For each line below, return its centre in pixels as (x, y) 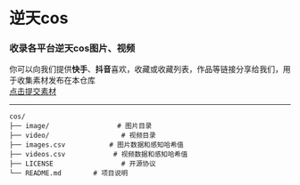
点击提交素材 (33, 92)
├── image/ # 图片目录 (81, 126)
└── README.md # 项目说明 (69, 173)
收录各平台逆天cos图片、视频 (72, 48)
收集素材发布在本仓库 (56, 80)
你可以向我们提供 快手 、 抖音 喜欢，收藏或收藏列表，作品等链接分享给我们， (146, 69)
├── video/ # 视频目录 (83, 136)
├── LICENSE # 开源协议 (83, 164)
